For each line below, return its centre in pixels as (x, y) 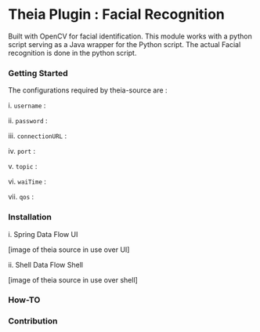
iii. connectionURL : (38, 136)
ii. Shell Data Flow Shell (46, 265)
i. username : (27, 106)
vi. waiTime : (27, 181)
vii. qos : (21, 197)
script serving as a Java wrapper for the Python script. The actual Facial (125, 44)
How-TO (24, 300)
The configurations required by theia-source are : (88, 90)
